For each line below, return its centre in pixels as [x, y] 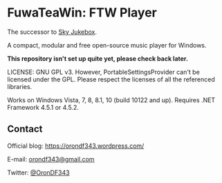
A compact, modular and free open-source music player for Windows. [107, 45]
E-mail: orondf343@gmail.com [51, 159]
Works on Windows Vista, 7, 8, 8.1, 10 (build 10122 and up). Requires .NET [111, 100]
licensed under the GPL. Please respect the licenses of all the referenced [111, 79]
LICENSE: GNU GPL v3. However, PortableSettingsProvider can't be [104, 72]
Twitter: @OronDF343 [39, 172]
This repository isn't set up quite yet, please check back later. [98, 58]
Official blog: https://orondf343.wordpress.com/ [76, 146]
